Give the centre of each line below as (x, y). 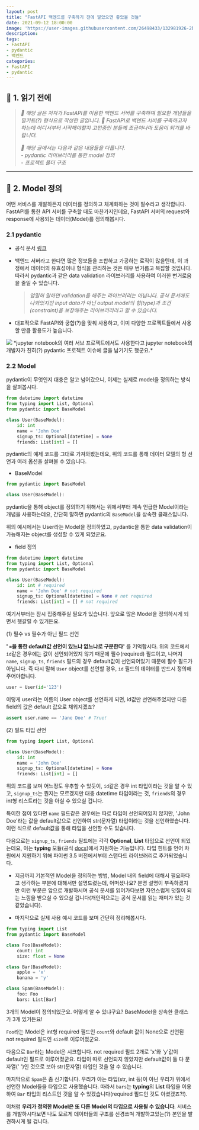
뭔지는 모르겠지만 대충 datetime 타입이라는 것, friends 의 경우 (115, 794)
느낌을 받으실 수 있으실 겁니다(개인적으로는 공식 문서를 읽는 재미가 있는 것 (106, 898)
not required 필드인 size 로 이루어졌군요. (53, 1039)
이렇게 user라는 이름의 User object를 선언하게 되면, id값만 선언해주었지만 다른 (97, 699)
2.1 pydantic (24, 235)
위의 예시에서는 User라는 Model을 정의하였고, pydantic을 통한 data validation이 (99, 527)
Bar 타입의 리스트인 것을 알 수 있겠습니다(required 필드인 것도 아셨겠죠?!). (102, 1094)
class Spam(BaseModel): (36, 989)
